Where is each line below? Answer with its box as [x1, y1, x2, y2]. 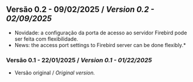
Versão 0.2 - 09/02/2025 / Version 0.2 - [6, 5, 155, 15]
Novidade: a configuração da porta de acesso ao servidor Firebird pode [14, 29, 188, 36]
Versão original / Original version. [14, 69, 95, 76]
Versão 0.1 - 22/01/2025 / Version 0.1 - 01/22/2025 [6, 56, 152, 64]
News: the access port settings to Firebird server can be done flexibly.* [14, 41, 187, 48]
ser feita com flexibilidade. [14, 35, 79, 42]
